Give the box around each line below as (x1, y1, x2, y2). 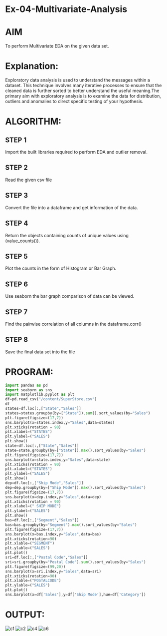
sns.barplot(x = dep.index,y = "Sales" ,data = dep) (5, 494, 101, 499)
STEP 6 (5, 280, 28, 288)
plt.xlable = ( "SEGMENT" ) (5, 541, 55, 546)
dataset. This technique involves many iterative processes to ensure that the (5, 83, 162, 89)
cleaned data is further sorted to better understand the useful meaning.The (5, 88, 160, 94)
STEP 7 (5, 308, 28, 316)
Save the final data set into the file (5, 349, 75, 355)
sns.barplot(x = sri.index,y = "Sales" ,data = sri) (5, 569, 101, 574)
